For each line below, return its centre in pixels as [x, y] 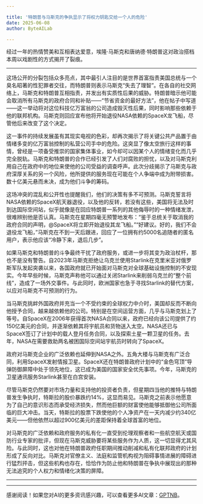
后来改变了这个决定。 [43, 123]
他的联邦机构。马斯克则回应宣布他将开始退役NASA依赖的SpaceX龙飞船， [97, 116]
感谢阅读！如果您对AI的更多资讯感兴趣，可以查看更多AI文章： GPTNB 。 [95, 495]
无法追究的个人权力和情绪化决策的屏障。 [56, 471]
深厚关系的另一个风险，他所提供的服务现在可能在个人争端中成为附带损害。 [104, 174]
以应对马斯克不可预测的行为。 [43, 291]
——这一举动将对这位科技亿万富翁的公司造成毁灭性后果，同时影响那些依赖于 [101, 108]
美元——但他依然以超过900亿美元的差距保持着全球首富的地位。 [85, 420]
